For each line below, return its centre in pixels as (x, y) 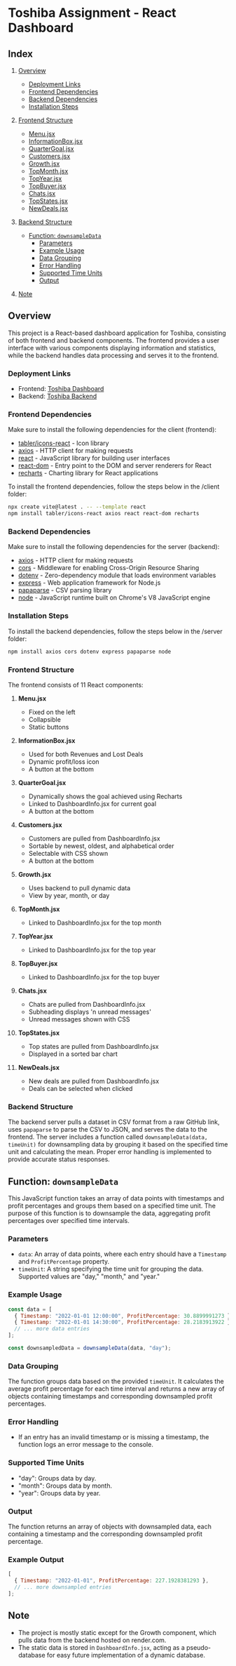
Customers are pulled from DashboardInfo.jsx (94, 838)
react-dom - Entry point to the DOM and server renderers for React (115, 465)
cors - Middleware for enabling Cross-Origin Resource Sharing (109, 568)
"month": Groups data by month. (65, 1486)
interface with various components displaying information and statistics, (112, 348)
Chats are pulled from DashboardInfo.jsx (87, 1004)
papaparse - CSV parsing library (65, 590)
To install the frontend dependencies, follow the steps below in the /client (114, 487)
